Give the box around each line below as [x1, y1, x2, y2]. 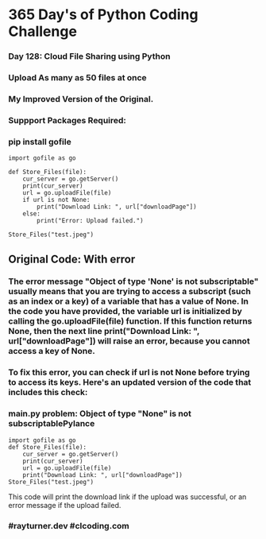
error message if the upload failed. [8, 500, 121, 510]
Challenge [8, 22, 78, 41]
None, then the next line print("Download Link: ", [8, 326, 200, 337]
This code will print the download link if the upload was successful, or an [8, 491, 247, 502]
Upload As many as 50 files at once [8, 72, 147, 83]
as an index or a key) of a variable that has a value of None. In [8, 296, 249, 307]
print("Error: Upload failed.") [37, 217, 145, 225]
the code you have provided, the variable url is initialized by [8, 306, 242, 317]
